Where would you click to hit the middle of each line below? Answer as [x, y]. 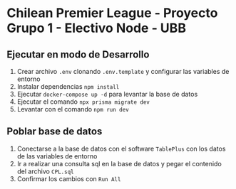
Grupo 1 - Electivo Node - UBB [97, 28]
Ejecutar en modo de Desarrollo [78, 54]
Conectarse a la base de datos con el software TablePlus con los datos [121, 148]
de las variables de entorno [57, 156]
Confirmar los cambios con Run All [69, 178]
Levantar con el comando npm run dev [73, 109]
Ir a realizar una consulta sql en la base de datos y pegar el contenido [119, 163]
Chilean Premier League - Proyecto [112, 13]
